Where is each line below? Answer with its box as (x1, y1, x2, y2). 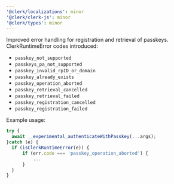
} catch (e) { (6, 139, 39, 145)
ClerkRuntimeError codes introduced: (6, 42, 99, 50)
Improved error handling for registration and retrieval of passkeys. (6, 36, 169, 44)
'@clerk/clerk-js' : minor (6, 14, 71, 20)
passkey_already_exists (14, 74, 75, 81)
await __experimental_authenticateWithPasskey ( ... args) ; (11, 134, 157, 140)
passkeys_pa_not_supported (14, 62, 83, 68)
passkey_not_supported (14, 55, 72, 62)
